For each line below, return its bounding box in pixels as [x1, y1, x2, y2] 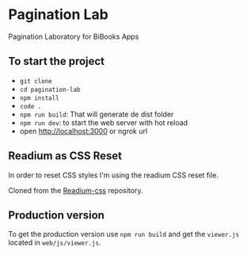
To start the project [8, 55, 105, 68]
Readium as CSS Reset [8, 149, 123, 163]
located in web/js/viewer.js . [8, 238, 101, 247]
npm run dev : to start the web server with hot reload [19, 117, 188, 127]
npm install [19, 93, 59, 102]
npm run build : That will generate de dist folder [19, 109, 174, 119]
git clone [19, 77, 53, 85]
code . [19, 102, 42, 110]
